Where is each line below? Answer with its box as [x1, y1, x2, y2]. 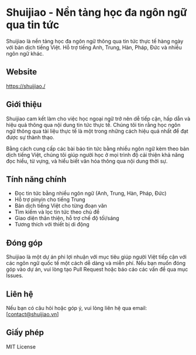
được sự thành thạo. [6, 133, 54, 140]
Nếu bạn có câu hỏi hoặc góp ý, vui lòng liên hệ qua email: [6, 305, 147, 311]
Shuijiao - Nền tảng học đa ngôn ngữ [6, 6, 187, 19]
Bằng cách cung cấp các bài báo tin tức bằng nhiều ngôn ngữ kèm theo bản [6, 145, 190, 152]
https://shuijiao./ [6, 82, 46, 89]
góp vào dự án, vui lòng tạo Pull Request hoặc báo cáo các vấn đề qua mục [6, 266, 188, 273]
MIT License [6, 343, 36, 350]
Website [6, 67, 37, 77]
